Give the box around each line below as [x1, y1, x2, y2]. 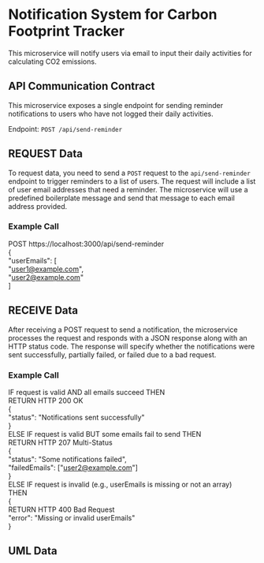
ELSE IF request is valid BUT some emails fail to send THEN [8, 429, 202, 438]
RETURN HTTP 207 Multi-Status [8, 438, 113, 447]
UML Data [8, 544, 58, 557]
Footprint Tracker [8, 22, 125, 40]
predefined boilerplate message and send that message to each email [8, 193, 235, 203]
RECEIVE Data [8, 304, 79, 317]
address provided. [8, 201, 68, 211]
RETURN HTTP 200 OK [8, 396, 84, 405]
